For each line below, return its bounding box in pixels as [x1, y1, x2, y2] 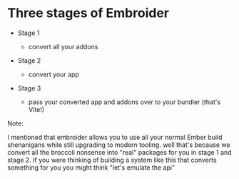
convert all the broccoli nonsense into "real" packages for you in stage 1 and [7, 148, 232, 156]
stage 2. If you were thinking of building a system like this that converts [7, 155, 217, 164]
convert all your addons [28, 42, 98, 51]
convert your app [28, 70, 80, 78]
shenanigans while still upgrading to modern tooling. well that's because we [7, 140, 230, 149]
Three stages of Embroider [7, 5, 170, 21]
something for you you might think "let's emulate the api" [7, 163, 176, 172]
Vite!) [28, 105, 45, 113]
